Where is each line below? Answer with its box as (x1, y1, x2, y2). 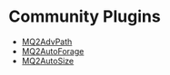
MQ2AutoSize (21, 55, 75, 66)
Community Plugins (8, 6, 161, 27)
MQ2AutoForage (21, 45, 85, 56)
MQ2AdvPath (21, 36, 73, 47)
